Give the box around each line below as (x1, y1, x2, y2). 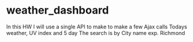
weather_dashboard (6, 4, 109, 17)
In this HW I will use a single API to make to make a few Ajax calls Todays (6, 23, 188, 30)
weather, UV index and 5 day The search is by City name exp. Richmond (6, 29, 185, 36)
